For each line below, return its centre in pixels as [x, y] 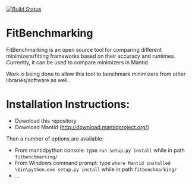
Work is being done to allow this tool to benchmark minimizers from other [96, 74]
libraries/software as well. [38, 80]
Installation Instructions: [68, 105]
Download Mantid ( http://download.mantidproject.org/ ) [82, 127]
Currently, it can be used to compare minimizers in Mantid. [78, 62]
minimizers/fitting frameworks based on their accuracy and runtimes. [91, 56]
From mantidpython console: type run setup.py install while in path [100, 150]
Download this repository [45, 121]
